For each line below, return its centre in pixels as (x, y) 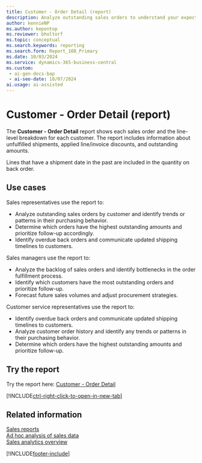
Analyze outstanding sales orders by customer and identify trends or (100, 214)
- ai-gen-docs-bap (32, 74)
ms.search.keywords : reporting (45, 46)
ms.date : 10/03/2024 (32, 57)
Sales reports (23, 429)
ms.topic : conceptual (33, 40)
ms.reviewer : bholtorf (35, 34)
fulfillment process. (39, 276)
